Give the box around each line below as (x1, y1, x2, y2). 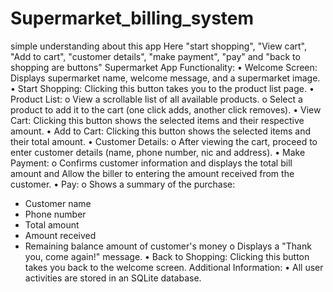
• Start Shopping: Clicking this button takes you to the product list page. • (10, 82, 315, 94)
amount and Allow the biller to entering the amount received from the (10, 167, 295, 179)
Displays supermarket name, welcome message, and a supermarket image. (10, 72, 321, 84)
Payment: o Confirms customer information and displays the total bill (10, 157, 293, 169)
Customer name (24, 197, 92, 209)
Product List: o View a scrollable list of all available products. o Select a (10, 93, 303, 105)
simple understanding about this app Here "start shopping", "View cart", (10, 40, 308, 52)
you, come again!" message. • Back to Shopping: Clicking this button (24, 250, 310, 262)
